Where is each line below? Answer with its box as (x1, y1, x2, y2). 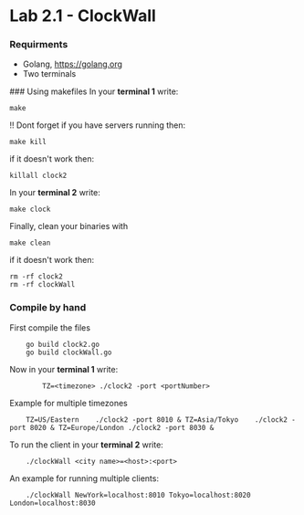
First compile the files (9, 321, 91, 333)
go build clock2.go (26, 340, 100, 349)
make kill (9, 138, 47, 147)
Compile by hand (9, 301, 87, 314)
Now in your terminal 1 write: (9, 363, 119, 374)
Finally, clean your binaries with (9, 221, 129, 232)
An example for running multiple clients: (9, 472, 160, 484)
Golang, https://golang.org (22, 58, 123, 69)
